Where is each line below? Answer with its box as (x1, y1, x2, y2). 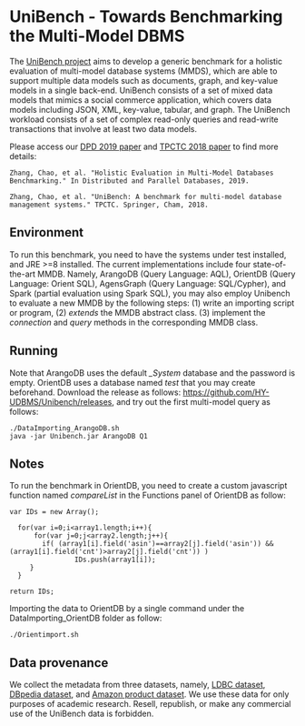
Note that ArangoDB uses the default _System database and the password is (9, 367, 296, 378)
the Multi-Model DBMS (9, 25, 185, 46)
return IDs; (9, 587, 54, 597)
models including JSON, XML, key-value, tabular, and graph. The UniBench (9, 104, 290, 115)
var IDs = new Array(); (9, 508, 100, 517)
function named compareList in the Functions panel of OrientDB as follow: (9, 489, 286, 501)
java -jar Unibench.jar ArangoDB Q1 (9, 431, 148, 440)
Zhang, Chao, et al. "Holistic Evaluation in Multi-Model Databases (9, 168, 274, 177)
